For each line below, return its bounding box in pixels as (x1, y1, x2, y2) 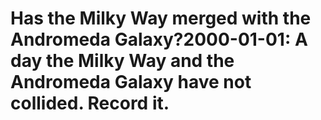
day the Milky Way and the (10, 50, 235, 72)
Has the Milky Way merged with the (10, 7, 312, 30)
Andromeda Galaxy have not (10, 71, 252, 94)
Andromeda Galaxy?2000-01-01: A (10, 28, 308, 51)
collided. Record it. (10, 92, 170, 115)
